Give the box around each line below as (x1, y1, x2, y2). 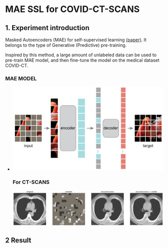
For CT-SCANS (12, 178, 50, 185)
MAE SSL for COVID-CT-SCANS (5, 4, 140, 15)
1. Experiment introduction (5, 24, 90, 32)
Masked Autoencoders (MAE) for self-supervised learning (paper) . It (5, 37, 147, 43)
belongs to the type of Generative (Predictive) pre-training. (5, 42, 127, 48)
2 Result (5, 236, 32, 244)
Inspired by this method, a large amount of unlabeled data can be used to (5, 52, 157, 58)
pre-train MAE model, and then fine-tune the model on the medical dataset (5, 57, 159, 63)
